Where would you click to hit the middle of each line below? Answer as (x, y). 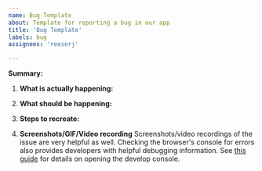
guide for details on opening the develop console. (100, 159)
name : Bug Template (40, 15)
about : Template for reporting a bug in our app (89, 23)
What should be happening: (65, 104)
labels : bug (27, 37)
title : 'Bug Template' (45, 30)
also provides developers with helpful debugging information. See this (133, 151)
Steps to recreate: (49, 119)
